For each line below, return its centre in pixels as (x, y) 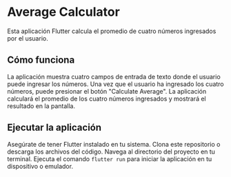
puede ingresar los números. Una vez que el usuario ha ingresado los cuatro (115, 84)
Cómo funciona (41, 60)
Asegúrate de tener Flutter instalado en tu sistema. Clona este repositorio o (114, 144)
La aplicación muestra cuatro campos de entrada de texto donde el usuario (114, 76)
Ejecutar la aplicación (54, 128)
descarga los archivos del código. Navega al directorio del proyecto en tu (111, 152)
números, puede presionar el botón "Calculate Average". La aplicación (107, 91)
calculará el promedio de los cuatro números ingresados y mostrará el (107, 98)
